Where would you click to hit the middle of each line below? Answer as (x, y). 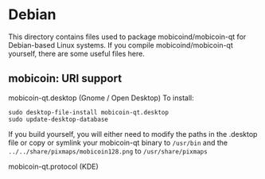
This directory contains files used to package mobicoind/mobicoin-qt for (127, 37)
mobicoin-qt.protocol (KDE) (54, 166)
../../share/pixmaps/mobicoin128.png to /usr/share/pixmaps (108, 151)
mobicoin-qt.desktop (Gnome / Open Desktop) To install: (101, 98)
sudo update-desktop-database (58, 119)
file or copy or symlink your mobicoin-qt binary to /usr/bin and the (118, 142)
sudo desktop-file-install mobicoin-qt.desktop (89, 112)
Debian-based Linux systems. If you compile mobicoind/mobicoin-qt (121, 45)
